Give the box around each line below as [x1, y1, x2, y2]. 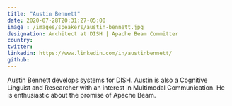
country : [7, 37, 33, 44]
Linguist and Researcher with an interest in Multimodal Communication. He [7, 83, 225, 92]
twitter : [7, 43, 33, 50]
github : [7, 57, 30, 64]
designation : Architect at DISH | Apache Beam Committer [7, 30, 179, 37]
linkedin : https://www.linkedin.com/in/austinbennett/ [7, 50, 173, 57]
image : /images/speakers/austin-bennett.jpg [7, 23, 144, 30]
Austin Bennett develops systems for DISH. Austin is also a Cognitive [7, 76, 208, 84]
